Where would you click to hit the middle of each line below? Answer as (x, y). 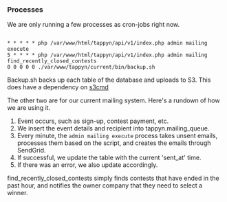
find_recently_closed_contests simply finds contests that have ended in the (113, 178)
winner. (18, 193)
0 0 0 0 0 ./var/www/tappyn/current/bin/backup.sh (81, 67)
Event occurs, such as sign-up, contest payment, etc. (93, 121)
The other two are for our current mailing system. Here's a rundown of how (113, 100)
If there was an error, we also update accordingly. (87, 165)
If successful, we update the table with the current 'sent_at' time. (109, 158)
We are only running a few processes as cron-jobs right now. (94, 25)
